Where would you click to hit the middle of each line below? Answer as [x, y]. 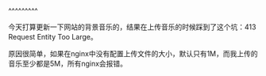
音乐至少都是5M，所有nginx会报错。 [68, 63]
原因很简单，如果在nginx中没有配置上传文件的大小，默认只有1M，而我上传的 [133, 53]
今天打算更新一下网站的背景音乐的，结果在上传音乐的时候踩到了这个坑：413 [132, 27]
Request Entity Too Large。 [53, 37]
